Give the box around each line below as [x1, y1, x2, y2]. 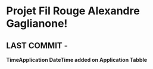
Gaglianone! [6, 17, 68, 30]
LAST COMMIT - [6, 40, 68, 51]
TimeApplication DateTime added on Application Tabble [6, 57, 148, 63]
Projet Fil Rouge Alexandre [6, 4, 140, 18]
